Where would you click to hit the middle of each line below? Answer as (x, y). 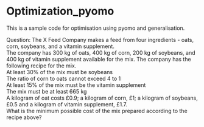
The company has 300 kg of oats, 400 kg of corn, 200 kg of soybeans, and (101, 52)
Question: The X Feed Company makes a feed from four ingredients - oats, (100, 39)
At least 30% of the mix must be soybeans (60, 72)
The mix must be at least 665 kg (47, 91)
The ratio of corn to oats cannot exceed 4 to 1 (64, 78)
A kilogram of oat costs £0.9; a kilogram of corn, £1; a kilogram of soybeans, (102, 98)
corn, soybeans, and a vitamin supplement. (60, 46)
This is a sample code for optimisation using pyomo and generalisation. (96, 28)
